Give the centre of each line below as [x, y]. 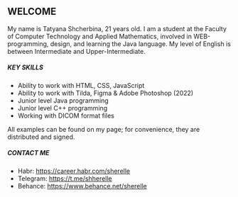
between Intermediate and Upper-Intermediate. [76, 51]
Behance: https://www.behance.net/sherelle [82, 186]
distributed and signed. [41, 137]
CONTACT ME [28, 153]
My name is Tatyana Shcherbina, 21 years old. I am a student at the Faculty [117, 28]
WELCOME [32, 12]
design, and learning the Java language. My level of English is [140, 44]
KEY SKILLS [26, 67]
